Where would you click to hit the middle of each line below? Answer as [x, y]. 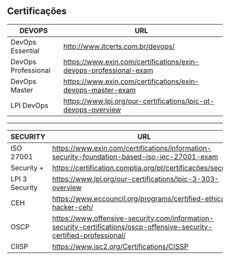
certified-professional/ [89, 235]
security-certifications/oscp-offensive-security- [132, 226]
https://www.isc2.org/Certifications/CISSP [120, 246]
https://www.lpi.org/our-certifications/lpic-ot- [139, 101]
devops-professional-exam [108, 70]
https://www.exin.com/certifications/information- [132, 148]
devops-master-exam [100, 90]
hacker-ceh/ [73, 207]
